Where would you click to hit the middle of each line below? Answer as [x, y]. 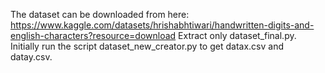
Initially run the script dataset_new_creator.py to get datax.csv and [147, 46]
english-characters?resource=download [93, 35]
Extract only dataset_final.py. [237, 35]
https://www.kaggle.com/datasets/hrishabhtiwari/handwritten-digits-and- [162, 25]
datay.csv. [31, 57]
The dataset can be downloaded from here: [100, 14]
